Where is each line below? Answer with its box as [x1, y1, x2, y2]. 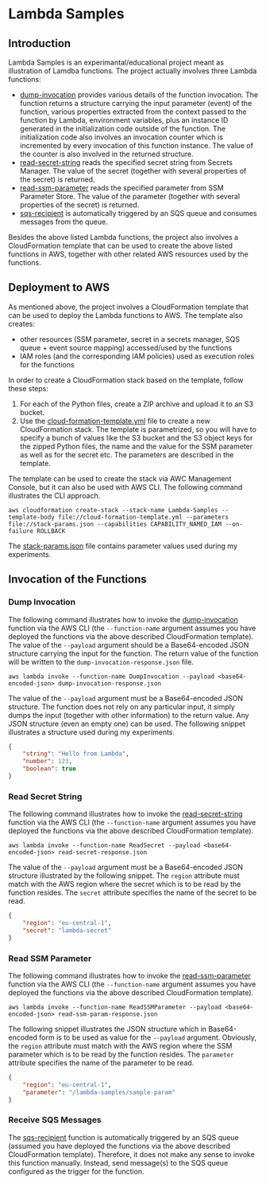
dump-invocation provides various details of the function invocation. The [19, 90, 259, 100]
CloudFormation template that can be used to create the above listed [8, 241, 233, 250]
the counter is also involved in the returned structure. [19, 149, 195, 159]
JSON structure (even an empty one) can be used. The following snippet [8, 719, 246, 728]
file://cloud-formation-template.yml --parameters [58, 513, 229, 521]
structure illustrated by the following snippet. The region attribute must [8, 871, 240, 880]
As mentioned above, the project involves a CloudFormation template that [8, 302, 249, 312]
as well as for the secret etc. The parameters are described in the [19, 449, 234, 459]
